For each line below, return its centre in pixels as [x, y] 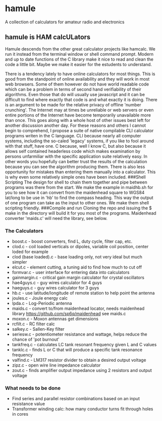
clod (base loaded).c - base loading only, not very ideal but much [77, 257]
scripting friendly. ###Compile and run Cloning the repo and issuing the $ [79, 208]
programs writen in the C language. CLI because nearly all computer [73, 135]
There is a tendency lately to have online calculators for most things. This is [80, 74]
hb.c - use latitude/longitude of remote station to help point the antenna [83, 293]
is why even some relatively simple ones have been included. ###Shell [75, 177]
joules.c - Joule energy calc [40, 298]
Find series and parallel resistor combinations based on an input [76, 399]
